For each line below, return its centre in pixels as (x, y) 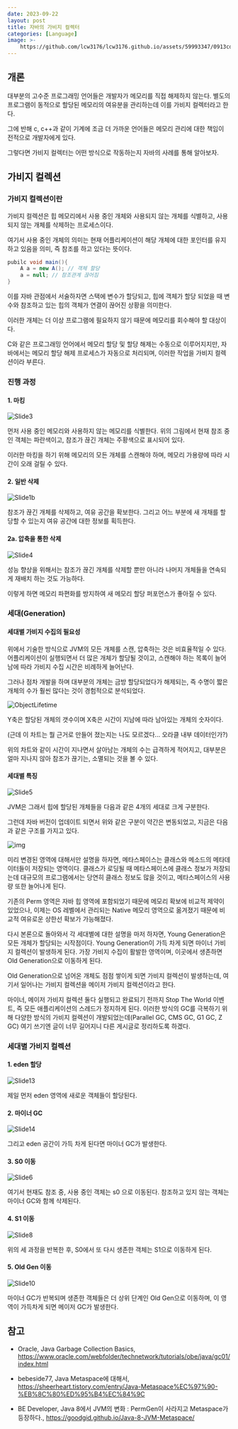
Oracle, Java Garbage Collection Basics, (76, 1349)
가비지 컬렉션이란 (35, 199)
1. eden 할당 (24, 1064)
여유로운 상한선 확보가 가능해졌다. (67, 918)
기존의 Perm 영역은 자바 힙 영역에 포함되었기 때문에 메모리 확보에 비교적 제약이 (116, 901)
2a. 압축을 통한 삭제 (34, 538)
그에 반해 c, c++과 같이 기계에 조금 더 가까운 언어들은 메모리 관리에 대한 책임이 (116, 128)
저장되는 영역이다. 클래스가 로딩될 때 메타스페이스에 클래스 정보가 (121, 868)
